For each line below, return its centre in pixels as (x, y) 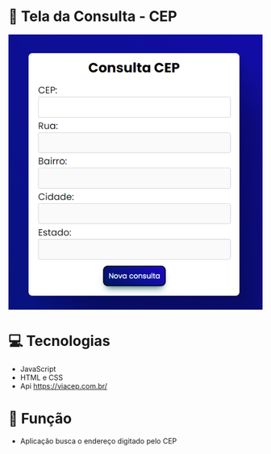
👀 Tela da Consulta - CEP (93, 17)
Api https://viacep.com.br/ (63, 386)
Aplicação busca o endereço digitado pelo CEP (98, 441)
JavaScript (38, 369)
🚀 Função (40, 419)
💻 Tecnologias (59, 341)
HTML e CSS (42, 377)
